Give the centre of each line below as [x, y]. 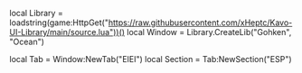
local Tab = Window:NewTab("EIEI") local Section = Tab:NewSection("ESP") [151, 59]
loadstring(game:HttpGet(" [59, 23]
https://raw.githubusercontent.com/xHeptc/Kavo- [200, 23]
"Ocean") [27, 41]
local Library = [36, 13]
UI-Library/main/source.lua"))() [67, 32]
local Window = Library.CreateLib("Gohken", [209, 32]
